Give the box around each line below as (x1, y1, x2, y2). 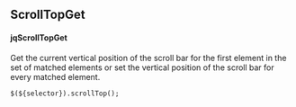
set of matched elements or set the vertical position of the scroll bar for (10, 62, 274, 73)
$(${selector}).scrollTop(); (10, 89, 120, 98)
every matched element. (10, 71, 101, 82)
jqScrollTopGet (10, 31, 68, 43)
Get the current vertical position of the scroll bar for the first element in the (10, 52, 287, 63)
